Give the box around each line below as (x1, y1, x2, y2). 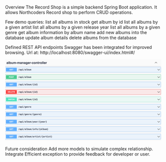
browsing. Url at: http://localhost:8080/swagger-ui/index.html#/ (5, 49, 135, 55)
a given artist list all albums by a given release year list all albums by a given (5, 24, 160, 30)
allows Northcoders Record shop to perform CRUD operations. (5, 9, 133, 15)
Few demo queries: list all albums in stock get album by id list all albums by (5, 19, 158, 25)
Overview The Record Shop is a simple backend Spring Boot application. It (5, 4, 158, 10)
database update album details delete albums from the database (5, 35, 137, 40)
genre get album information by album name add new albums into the (5, 30, 147, 35)
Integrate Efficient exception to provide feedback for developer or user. (5, 151, 150, 157)
